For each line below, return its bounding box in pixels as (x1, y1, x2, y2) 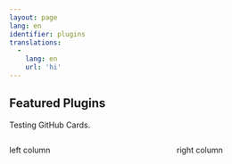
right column (177, 144, 223, 155)
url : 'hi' (25, 63, 62, 72)
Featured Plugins (9, 95, 106, 111)
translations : (9, 37, 62, 47)
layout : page (9, 12, 58, 22)
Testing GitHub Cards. (9, 119, 91, 130)
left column (9, 144, 51, 155)
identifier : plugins (9, 29, 87, 38)
